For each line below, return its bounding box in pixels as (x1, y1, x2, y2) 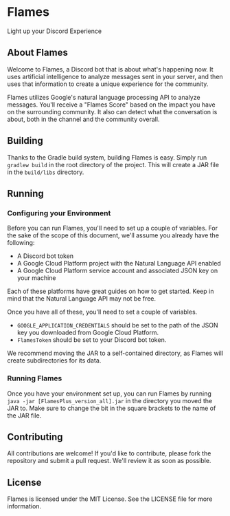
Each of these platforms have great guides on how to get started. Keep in (7, 287, 214, 296)
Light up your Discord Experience (7, 27, 102, 35)
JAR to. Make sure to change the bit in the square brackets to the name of (7, 404, 216, 412)
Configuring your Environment (7, 208, 111, 217)
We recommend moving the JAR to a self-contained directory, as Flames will (7, 349, 224, 358)
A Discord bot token (16, 252, 74, 260)
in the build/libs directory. (7, 168, 84, 176)
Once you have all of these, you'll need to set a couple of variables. (7, 308, 198, 316)
